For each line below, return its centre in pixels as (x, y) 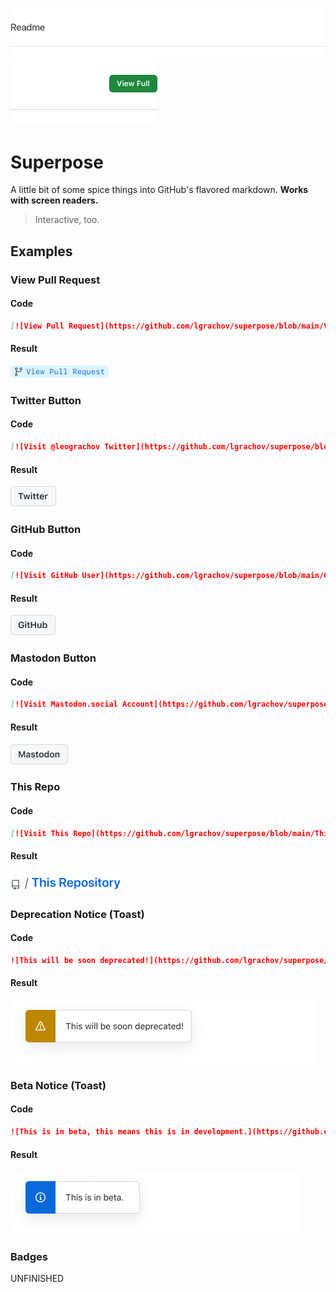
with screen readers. (54, 200)
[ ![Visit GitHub (44, 576)
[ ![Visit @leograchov (55, 447)
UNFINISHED (37, 1279)
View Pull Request (55, 280)
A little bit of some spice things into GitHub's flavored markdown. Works (159, 190)
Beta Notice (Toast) (58, 1085)
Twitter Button (46, 400)
